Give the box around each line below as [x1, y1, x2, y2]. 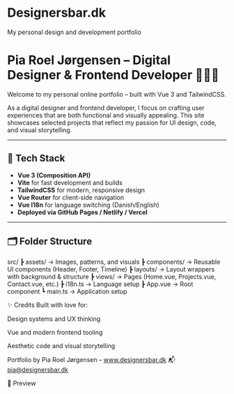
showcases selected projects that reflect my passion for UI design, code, [7, 118, 217, 127]
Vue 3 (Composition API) [17, 171, 91, 179]
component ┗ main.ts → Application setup [7, 287, 127, 295]
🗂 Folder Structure [7, 235, 93, 248]
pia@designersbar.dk [7, 365, 68, 374]
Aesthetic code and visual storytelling [7, 341, 116, 349]
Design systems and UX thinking [7, 315, 101, 323]
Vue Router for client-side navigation [17, 193, 124, 201]
